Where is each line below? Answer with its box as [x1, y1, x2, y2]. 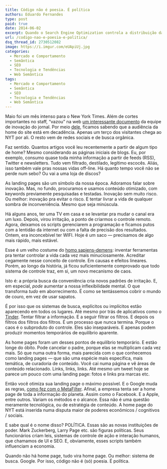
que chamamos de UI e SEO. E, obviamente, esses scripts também [5, 438, 142, 444]
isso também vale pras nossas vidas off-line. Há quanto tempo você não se [5, 165, 160, 172]
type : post [5, 16, 28, 21]
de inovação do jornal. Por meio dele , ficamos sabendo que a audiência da [5, 124, 158, 130]
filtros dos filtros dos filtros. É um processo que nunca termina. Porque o [5, 319, 154, 325]
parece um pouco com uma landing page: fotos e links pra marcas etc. [5, 371, 150, 377]
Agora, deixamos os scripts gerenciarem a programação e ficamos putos [5, 222, 155, 228]
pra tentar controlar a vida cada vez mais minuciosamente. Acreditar [5, 252, 146, 259]
